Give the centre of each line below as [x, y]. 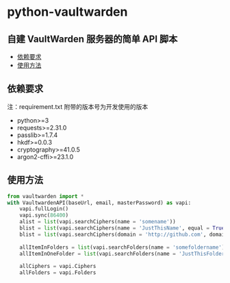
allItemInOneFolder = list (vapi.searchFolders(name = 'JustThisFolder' [124, 254]
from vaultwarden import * [46, 196]
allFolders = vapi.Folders [58, 273]
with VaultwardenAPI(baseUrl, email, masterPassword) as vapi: [99, 203]
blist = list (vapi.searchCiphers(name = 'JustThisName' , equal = [115, 228]
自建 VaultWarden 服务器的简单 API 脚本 [92, 39]
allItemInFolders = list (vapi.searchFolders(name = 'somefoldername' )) [124, 247]
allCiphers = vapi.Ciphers [58, 267]
